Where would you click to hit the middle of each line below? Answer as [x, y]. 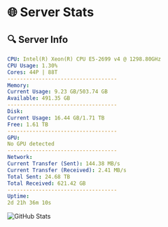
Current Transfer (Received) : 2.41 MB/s [67, 170]
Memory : [19, 85]
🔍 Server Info [38, 39]
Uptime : [19, 196]
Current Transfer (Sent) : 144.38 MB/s [64, 164]
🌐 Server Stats [51, 12]
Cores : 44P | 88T [33, 72]
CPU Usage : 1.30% [33, 65]
